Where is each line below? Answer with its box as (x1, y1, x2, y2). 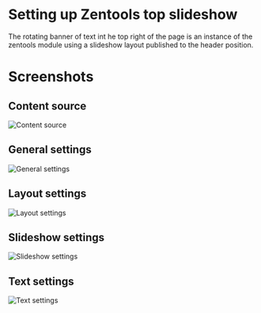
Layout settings (8, 187, 87, 201)
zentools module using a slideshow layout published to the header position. (8, 40, 254, 49)
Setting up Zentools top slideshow (8, 6, 238, 24)
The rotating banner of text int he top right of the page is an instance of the (8, 32, 253, 41)
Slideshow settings (8, 231, 105, 244)
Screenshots (8, 68, 94, 86)
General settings (8, 143, 93, 156)
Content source (8, 99, 87, 112)
